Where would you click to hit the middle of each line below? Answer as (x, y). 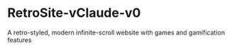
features (20, 39)
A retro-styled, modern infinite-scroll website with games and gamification (116, 32)
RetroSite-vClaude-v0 (74, 13)
